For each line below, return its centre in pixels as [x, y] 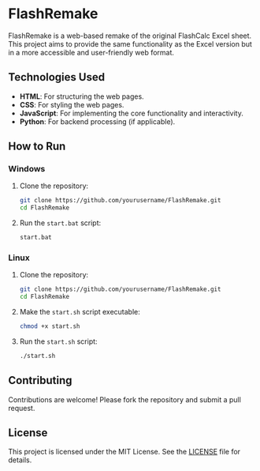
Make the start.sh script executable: [80, 312]
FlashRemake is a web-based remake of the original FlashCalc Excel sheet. [130, 36]
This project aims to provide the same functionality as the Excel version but [130, 43]
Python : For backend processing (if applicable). [97, 121]
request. [22, 408]
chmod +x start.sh [50, 326]
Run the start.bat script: [60, 223]
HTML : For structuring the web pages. [82, 96]
